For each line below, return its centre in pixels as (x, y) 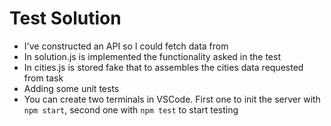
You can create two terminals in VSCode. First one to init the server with (172, 99)
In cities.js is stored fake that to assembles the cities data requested (163, 67)
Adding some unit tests (71, 88)
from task (43, 78)
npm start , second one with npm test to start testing (131, 109)
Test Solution (65, 18)
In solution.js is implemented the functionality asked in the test (152, 56)
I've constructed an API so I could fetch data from (126, 46)
